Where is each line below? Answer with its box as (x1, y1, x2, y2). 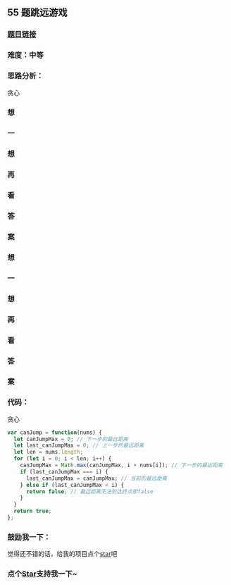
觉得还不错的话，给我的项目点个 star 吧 (7, 550, 118, 558)
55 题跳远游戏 (7, 6, 68, 19)
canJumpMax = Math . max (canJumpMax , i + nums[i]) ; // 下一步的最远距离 (20, 462, 223, 469)
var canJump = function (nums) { (7, 429, 102, 436)
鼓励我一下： (7, 532, 51, 542)
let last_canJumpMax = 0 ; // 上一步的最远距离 (13, 442, 144, 450)
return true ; (13, 507, 52, 515)
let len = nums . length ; (13, 449, 83, 456)
